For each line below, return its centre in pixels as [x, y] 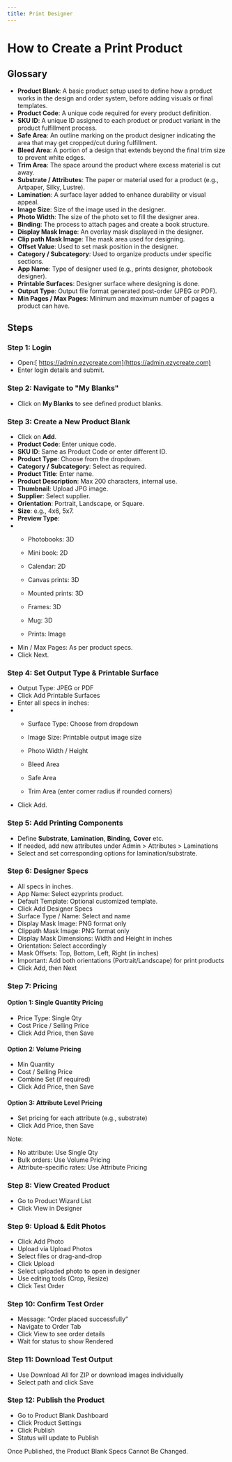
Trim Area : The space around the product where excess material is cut [119, 165]
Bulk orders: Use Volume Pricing [64, 1160]
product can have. [44, 306]
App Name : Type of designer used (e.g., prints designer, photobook [115, 269]
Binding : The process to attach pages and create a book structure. [113, 224]
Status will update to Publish [58, 1438]
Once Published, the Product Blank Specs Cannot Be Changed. [98, 1451]
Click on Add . [37, 436]
